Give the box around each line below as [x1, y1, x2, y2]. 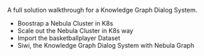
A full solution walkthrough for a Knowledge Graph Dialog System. [7, 6, 198, 14]
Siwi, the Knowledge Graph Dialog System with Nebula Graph [17, 41, 194, 49]
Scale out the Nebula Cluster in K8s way [17, 27, 134, 35]
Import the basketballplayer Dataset [17, 34, 121, 42]
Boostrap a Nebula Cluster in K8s [17, 19, 114, 27]
